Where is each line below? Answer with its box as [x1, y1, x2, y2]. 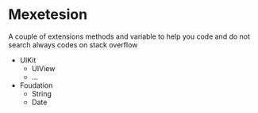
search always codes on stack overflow [8, 40, 138, 49]
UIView [31, 63, 56, 73]
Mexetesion [8, 6, 88, 24]
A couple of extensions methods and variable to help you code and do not [8, 32, 251, 41]
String [31, 89, 52, 98]
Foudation [19, 81, 53, 90]
